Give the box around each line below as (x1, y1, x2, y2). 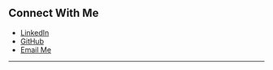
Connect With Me (8, 6, 99, 20)
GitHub (19, 36, 45, 46)
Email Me (19, 44, 51, 55)
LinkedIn (19, 27, 50, 37)
